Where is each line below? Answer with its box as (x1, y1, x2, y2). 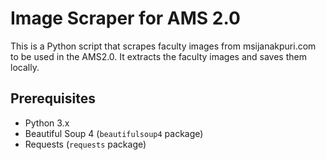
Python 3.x (24, 117, 70, 129)
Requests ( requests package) (24, 138, 147, 150)
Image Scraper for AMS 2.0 (10, 7, 241, 30)
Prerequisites (10, 90, 96, 107)
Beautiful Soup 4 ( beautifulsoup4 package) (24, 127, 204, 139)
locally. (10, 61, 40, 73)
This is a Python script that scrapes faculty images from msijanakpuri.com (10, 40, 317, 52)
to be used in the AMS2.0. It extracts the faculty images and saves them (10, 50, 307, 62)
